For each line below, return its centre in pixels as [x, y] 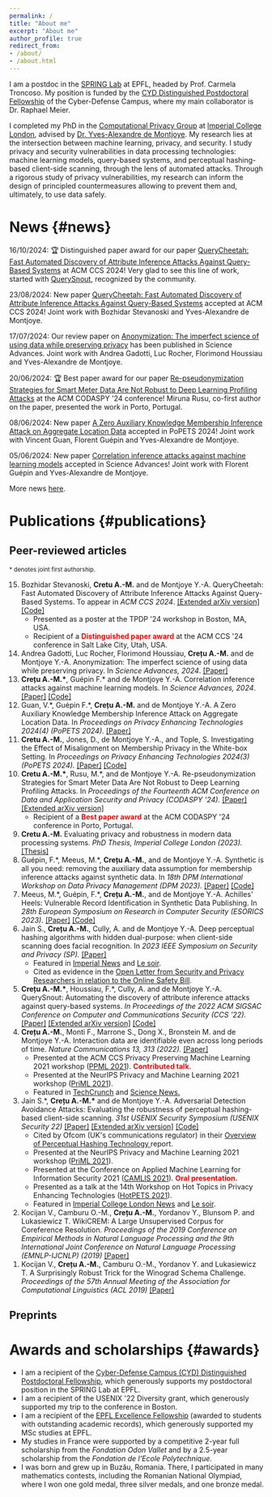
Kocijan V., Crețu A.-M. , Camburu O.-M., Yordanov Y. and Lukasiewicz [138, 1264]
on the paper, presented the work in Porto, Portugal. [96, 406]
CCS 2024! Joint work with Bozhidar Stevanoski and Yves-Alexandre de [129, 312]
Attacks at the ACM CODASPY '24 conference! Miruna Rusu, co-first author [135, 398]
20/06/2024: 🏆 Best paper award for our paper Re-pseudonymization [126, 378]
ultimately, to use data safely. [58, 194]
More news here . [37, 488]
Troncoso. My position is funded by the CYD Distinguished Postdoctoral [129, 92]
